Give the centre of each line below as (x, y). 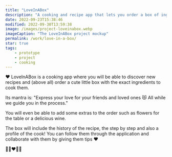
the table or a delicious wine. (36, 119)
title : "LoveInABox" (27, 10)
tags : (11, 48)
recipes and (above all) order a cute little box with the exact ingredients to (83, 82)
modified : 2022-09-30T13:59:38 (39, 24)
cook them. (17, 88)
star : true (17, 43)
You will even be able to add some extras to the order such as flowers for (82, 113)
